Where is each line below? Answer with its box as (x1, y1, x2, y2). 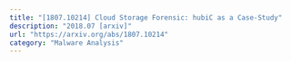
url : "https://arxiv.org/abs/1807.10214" (9, 30, 169, 39)
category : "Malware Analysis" (9, 38, 125, 48)
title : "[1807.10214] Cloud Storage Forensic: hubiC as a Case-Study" (9, 13, 283, 22)
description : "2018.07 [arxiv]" (9, 22, 132, 30)
